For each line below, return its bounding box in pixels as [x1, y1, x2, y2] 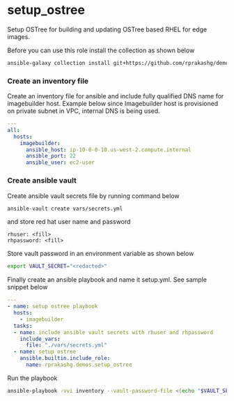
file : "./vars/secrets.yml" [25, 342, 108, 349]
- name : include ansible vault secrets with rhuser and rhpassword [13, 328, 214, 336]
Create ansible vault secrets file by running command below [7, 191, 180, 200]
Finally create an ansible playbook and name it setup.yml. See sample [7, 275, 208, 284]
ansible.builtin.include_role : [19, 355, 111, 362]
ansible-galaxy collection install [7, 59, 111, 66]
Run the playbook [7, 374, 58, 382]
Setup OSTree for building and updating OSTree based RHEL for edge [7, 25, 208, 33]
